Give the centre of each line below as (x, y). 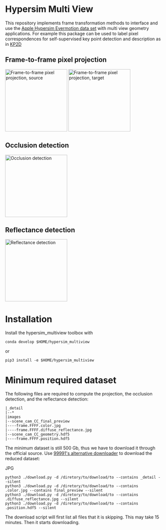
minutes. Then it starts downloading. (43, 523)
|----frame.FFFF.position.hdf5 (37, 439)
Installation (29, 319)
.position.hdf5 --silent (31, 508)
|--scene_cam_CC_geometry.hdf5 (37, 434)
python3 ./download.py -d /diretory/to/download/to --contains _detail (81, 477)
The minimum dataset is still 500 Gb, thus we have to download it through (80, 448)
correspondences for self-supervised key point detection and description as (83, 39)
